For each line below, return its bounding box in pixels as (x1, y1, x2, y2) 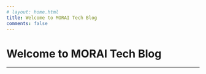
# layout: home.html (6, 9, 59, 15)
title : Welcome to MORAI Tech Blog (6, 15, 97, 21)
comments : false (6, 20, 48, 26)
